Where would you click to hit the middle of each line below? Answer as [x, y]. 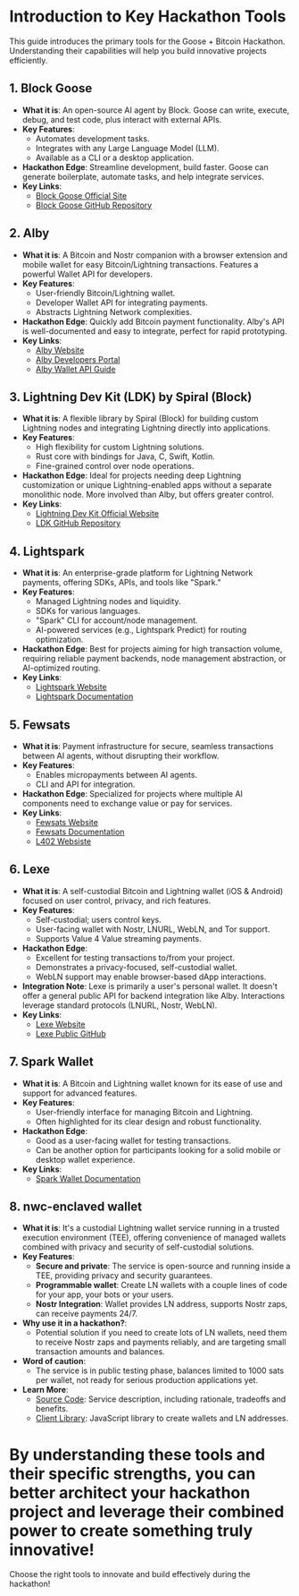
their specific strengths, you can [133, 1473]
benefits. [52, 1409]
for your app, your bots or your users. [104, 1294]
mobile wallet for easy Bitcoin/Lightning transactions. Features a [140, 264]
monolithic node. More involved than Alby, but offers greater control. [148, 495]
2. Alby [29, 233]
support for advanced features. [79, 1093]
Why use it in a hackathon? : [75, 1323]
